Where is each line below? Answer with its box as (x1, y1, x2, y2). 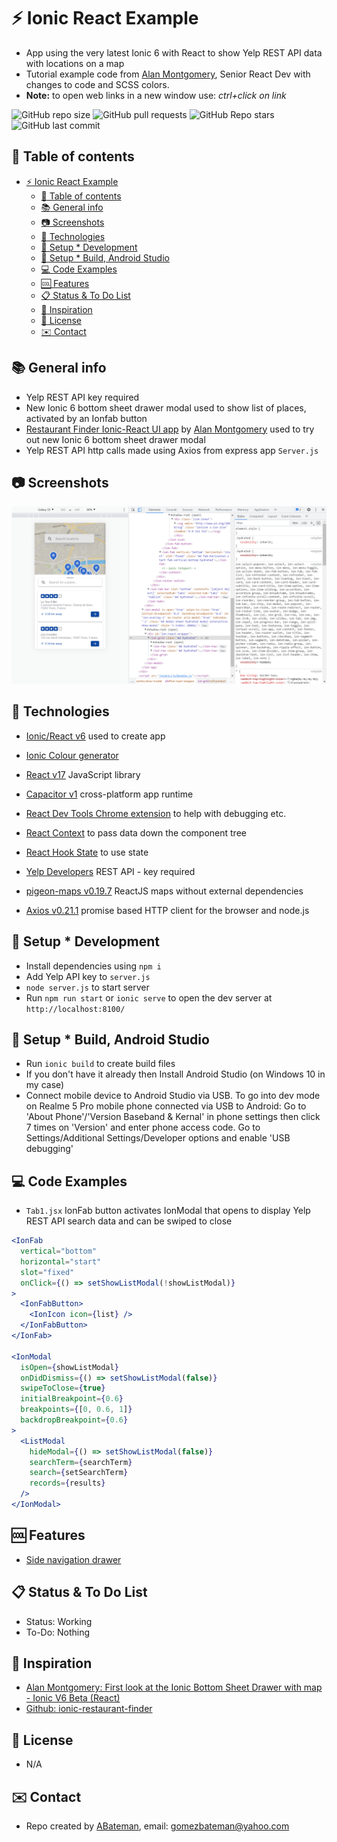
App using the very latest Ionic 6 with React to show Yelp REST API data (25, 46, 323, 59)
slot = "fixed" (20, 1267, 75, 1277)
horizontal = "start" (20, 1256, 102, 1267)
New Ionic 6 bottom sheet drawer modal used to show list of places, (25, 401, 307, 414)
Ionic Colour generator (25, 749, 119, 761)
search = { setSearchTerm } (29, 1468, 129, 1478)
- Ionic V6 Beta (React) (25, 1692, 121, 1704)
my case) (25, 1079, 65, 1091)
